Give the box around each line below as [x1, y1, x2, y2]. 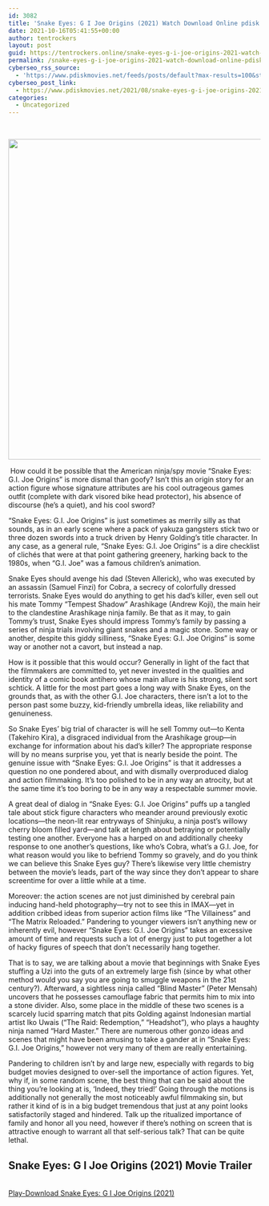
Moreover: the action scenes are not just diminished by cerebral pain [8, 891, 235, 901]
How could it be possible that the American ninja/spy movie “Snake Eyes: [10, 466, 252, 476]
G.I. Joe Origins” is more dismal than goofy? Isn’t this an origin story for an [8, 474, 255, 485]
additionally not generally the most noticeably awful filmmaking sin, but [8, 1093, 243, 1103]
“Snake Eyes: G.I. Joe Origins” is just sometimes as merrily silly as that [8, 516, 241, 526]
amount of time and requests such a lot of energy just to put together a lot [8, 934, 252, 944]
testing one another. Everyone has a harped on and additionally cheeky [8, 833, 243, 843]
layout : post [8, 42, 52, 50]
